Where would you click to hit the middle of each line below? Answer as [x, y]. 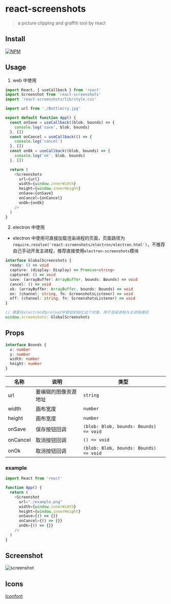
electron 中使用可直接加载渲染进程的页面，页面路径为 [69, 238]
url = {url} [29, 179]
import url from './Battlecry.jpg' [43, 109]
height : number [26, 364]
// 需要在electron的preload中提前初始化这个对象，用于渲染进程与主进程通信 [77, 312]
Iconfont [14, 596]
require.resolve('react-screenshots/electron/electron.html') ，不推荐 [89, 245]
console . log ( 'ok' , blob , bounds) [50, 156]
